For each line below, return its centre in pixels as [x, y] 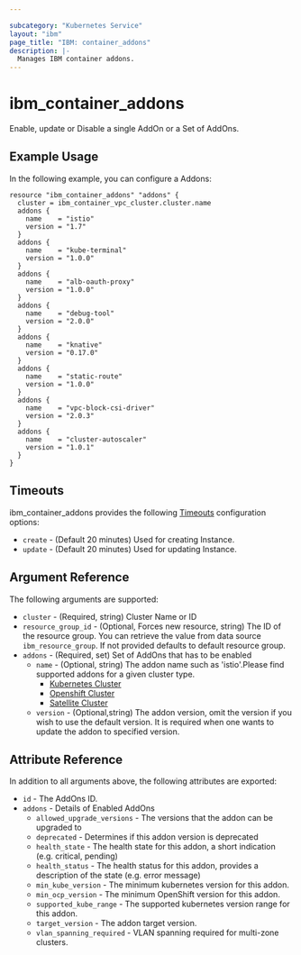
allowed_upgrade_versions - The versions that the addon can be [154, 818]
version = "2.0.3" [60, 415]
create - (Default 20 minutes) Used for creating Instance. [128, 539]
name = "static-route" [74, 376]
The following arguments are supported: [84, 599]
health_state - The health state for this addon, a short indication [156, 847]
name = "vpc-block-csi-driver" [90, 408]
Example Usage [54, 157]
